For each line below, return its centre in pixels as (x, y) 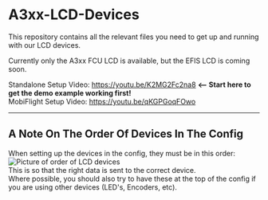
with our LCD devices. (45, 45)
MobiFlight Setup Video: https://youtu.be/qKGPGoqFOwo (102, 101)
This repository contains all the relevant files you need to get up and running (134, 37)
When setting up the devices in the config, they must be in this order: (122, 153)
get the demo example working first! (70, 92)
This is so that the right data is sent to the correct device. (102, 170)
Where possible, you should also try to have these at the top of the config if (132, 178)
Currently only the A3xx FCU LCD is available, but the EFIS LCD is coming (129, 61)
